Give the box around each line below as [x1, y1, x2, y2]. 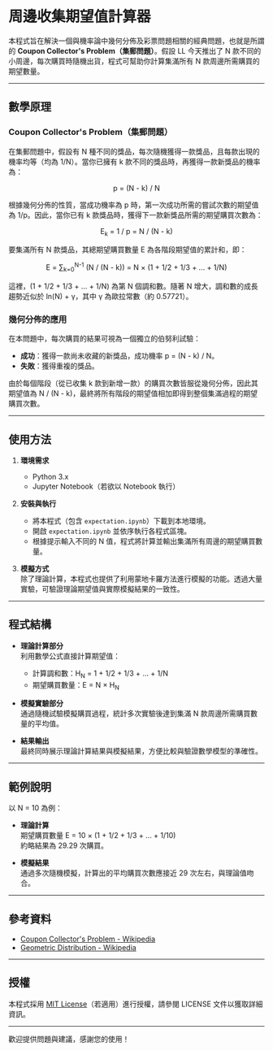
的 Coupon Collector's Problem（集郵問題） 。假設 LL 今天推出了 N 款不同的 [8, 46, 262, 55]
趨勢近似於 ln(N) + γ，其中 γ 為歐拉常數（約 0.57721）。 [8, 291, 193, 301]
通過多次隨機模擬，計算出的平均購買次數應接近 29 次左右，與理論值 [19, 868, 247, 878]
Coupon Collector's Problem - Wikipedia [19, 934, 156, 944]
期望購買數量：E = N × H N [32, 680, 120, 692]
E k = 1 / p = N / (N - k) [100, 226, 173, 238]
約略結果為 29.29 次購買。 [19, 840, 108, 850]
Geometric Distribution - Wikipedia [19, 943, 136, 953]
